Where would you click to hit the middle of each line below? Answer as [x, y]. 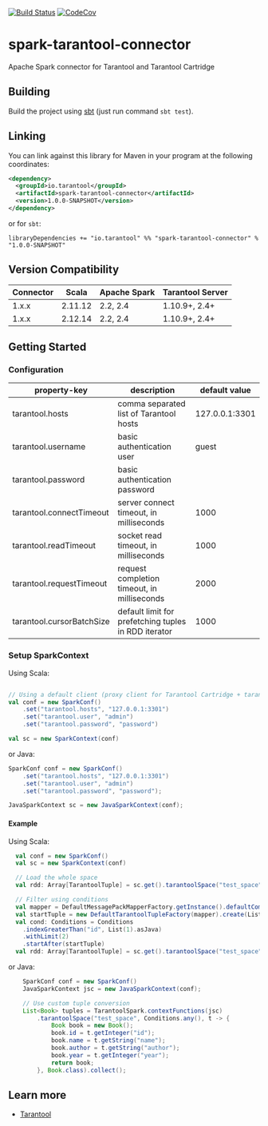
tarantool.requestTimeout [60, 583]
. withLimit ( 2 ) [46, 937]
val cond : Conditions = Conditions [75, 922]
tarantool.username [49, 447]
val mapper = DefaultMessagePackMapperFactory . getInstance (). [121, 907]
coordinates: [29, 164]
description [153, 390]
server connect [146, 503]
